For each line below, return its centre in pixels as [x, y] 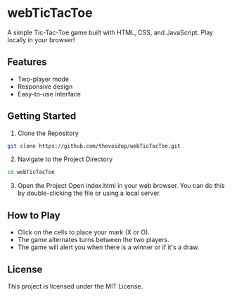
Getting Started [42, 116]
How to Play [34, 215]
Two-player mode [43, 79]
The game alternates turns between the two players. [94, 240]
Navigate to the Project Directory [65, 159]
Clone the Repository [48, 133]
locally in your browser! [41, 39]
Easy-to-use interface [49, 94]
